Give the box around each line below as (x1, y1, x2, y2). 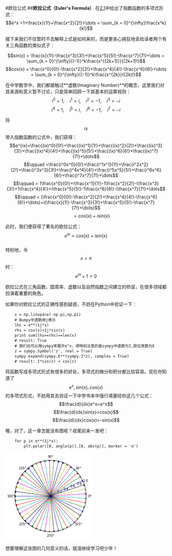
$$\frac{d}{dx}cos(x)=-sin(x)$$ (52, 417, 120, 423)
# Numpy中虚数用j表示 (14, 317, 56, 323)
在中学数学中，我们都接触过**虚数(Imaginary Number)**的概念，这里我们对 (5, 82, 165, 88)
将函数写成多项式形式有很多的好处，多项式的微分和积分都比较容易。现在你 (5, 368, 162, 375)
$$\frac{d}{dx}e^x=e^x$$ (58, 401, 114, 407)
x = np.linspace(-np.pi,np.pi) (14, 312, 81, 317)
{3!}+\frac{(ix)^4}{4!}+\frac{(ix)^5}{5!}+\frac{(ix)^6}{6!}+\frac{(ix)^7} (13, 148, 159, 154)
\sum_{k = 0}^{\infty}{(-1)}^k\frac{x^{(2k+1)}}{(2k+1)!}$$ (26, 58, 146, 64)
